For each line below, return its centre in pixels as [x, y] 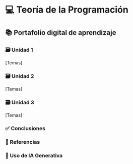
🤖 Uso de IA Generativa [34, 156]
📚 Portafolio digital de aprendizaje [61, 33]
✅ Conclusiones [25, 129]
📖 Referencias [23, 142]
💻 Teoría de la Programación [67, 10]
